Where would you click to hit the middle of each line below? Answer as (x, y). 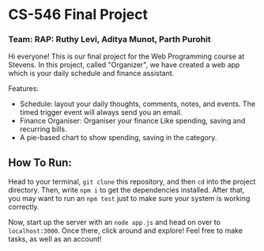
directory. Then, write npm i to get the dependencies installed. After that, (126, 190)
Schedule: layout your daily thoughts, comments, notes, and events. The (137, 104)
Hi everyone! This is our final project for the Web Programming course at (126, 56)
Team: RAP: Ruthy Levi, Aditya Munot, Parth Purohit (109, 40)
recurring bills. (43, 129)
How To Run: (40, 163)
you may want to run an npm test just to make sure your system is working (129, 199)
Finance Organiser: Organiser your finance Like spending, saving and (132, 121)
